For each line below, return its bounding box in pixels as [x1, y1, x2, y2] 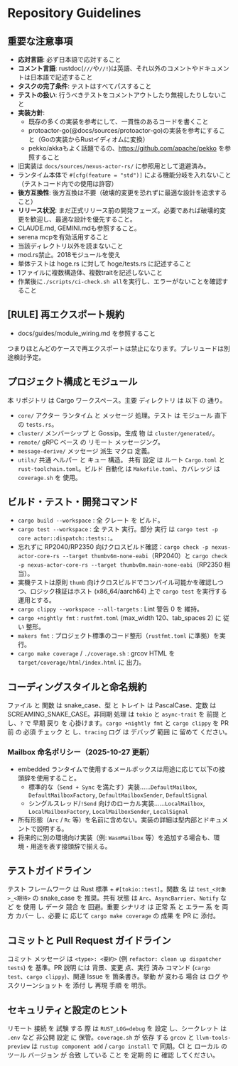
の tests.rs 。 [17, 420, 58, 428]
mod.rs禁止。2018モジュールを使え [17, 251, 121, 259]
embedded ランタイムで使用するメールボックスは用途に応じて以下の [17, 765, 220, 773]
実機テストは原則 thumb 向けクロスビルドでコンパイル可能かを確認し [17, 578, 218, 587]
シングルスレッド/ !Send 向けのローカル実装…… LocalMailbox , [28, 799, 205, 807]
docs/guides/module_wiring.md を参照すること [17, 329, 156, 337]
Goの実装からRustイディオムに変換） [40, 135, 149, 143]
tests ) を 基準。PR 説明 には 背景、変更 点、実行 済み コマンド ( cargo [7, 964, 211, 972]
